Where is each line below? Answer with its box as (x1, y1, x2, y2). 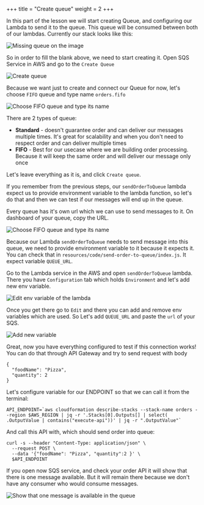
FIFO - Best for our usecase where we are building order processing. (15, 146, 189, 153)
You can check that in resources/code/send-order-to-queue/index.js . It (6, 251, 186, 258)
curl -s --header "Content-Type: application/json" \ (6, 440, 147, 446)
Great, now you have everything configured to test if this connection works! (6, 343, 197, 350)
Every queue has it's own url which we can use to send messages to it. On (6, 208, 194, 215)
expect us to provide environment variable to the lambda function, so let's (6, 190, 192, 196)
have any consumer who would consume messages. (6, 480, 139, 487)
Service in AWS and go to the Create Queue (6, 61, 115, 67)
